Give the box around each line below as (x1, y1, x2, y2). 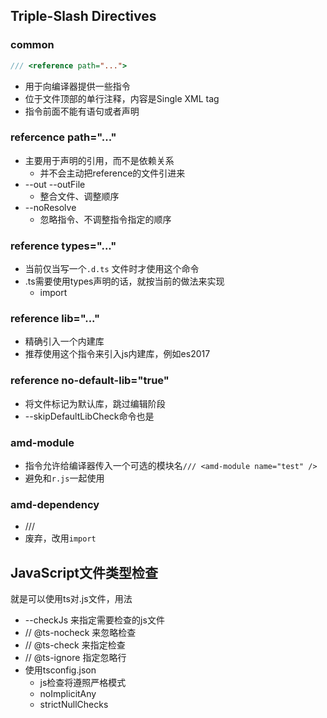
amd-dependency (10, 497, 100, 511)
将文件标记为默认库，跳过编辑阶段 (24, 397, 166, 409)
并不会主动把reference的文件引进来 (39, 167, 186, 179)
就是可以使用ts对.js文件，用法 (10, 593, 133, 605)
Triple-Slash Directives (10, 8, 157, 25)
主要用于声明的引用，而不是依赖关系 (24, 154, 175, 166)
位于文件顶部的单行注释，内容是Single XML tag (24, 92, 220, 104)
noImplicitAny (39, 688, 97, 700)
